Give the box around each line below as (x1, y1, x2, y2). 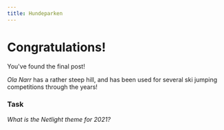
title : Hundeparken (7, 10, 63, 17)
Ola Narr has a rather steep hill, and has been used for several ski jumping (7, 75, 218, 83)
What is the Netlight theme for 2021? (7, 115, 111, 123)
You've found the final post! (7, 62, 86, 70)
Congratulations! (7, 39, 107, 55)
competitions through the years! (7, 83, 98, 91)
